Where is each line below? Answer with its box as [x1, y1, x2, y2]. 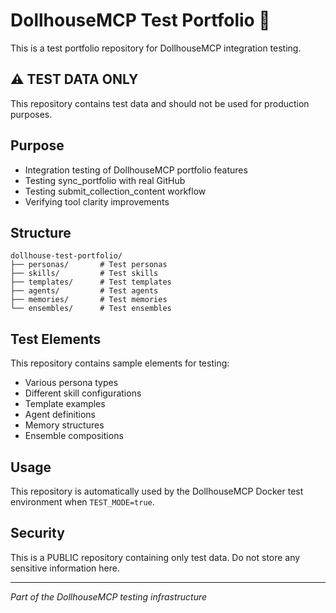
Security [10, 525, 65, 542]
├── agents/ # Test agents [10, 286, 159, 296]
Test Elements [10, 330, 102, 348]
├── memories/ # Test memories [10, 295, 168, 305]
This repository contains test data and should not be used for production [10, 97, 310, 109]
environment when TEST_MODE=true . [10, 496, 155, 508]
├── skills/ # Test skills [10, 269, 159, 279]
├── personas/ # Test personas [10, 260, 168, 270]
